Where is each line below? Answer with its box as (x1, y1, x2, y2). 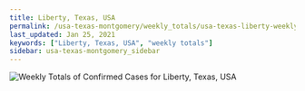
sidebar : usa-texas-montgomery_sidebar (9, 47, 161, 56)
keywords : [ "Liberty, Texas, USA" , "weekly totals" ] (9, 38, 213, 48)
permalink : (9, 22, 51, 31)
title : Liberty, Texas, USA (9, 13, 116, 23)
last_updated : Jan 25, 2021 (9, 30, 116, 39)
